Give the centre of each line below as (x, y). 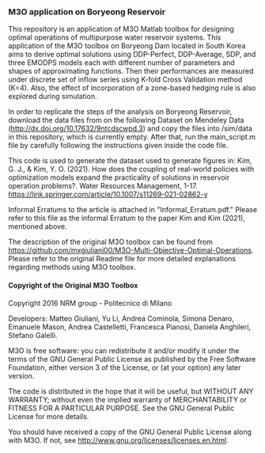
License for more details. (49, 416)
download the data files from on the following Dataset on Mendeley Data (126, 120)
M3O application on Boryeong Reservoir (87, 12)
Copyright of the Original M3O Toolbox (73, 285)
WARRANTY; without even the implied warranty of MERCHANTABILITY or (128, 399)
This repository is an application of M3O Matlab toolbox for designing (121, 29)
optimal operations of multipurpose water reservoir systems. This (115, 37)
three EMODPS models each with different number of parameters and (121, 63)
